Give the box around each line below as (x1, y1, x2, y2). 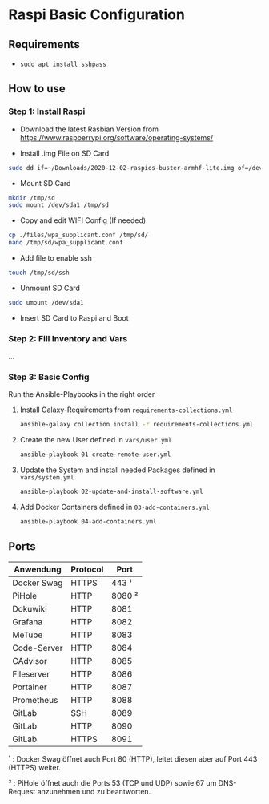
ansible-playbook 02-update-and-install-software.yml (19, 487, 203, 496)
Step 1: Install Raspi (8, 106, 86, 117)
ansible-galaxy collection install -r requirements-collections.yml (19, 421, 254, 429)
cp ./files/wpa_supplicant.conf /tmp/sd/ (8, 231, 149, 240)
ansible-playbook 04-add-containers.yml (19, 518, 157, 526)
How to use (8, 82, 66, 95)
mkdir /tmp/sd (8, 194, 56, 202)
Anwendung (13, 564, 62, 575)
